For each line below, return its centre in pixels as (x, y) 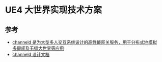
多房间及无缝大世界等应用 (38, 48)
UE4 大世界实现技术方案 (54, 10)
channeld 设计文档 (31, 54)
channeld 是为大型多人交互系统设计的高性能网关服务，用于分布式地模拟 (84, 42)
